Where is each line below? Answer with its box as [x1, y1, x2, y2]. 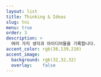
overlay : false [11, 62, 56, 68]
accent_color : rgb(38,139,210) [6, 46, 82, 52]
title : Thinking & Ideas [6, 14, 66, 20]
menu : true [6, 24, 33, 31]
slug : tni [6, 19, 30, 25]
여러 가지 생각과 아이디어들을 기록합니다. [11, 41, 96, 47]
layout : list [6, 8, 38, 14]
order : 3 [6, 30, 27, 36]
